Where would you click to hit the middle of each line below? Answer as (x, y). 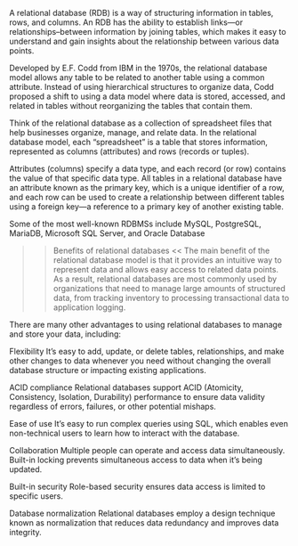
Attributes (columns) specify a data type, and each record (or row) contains (148, 169)
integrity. (25, 532)
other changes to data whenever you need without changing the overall (140, 361)
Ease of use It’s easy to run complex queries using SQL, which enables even (149, 424)
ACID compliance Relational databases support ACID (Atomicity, (126, 387)
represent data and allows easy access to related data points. (165, 269)
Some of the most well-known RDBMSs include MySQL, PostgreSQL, (136, 224)
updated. (26, 469)
